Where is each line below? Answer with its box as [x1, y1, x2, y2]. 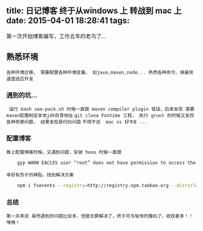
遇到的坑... [6, 91, 37, 99]
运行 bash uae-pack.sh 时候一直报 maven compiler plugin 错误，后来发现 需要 [8, 106, 195, 112]
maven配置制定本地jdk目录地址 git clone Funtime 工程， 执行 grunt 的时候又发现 [6, 112, 195, 119]
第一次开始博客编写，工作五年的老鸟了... [6, 32, 107, 39]
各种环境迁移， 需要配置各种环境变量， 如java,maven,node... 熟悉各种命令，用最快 [6, 69, 194, 76]
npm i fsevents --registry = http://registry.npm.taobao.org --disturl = [17, 183, 199, 189]
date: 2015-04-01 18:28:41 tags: [6, 16, 130, 26]
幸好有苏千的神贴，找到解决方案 [6, 172, 74, 178]
